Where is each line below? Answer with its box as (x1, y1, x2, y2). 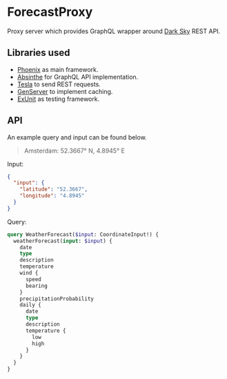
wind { (19, 270, 39, 277)
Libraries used (7, 47, 70, 59)
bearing (25, 282, 48, 289)
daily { (19, 302, 41, 309)
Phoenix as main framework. (17, 65, 99, 73)
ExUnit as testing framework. (17, 95, 100, 103)
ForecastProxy (7, 4, 93, 20)
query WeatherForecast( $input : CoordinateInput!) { (7, 231, 159, 238)
